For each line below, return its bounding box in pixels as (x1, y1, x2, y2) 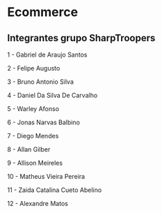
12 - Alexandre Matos (7, 200, 68, 207)
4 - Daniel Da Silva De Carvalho (7, 91, 98, 99)
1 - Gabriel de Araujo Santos (7, 50, 88, 59)
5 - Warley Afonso (7, 105, 60, 112)
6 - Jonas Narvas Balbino (7, 118, 80, 126)
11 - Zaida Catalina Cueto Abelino (7, 186, 102, 194)
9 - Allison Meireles (7, 159, 63, 167)
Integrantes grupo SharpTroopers (7, 32, 156, 44)
